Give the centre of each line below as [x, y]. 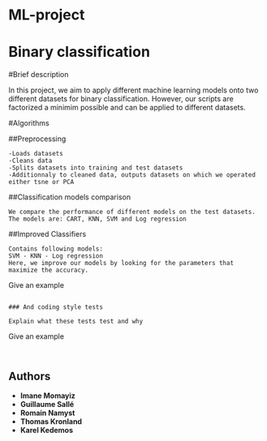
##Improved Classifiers [47, 234]
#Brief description [39, 75]
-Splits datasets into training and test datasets [96, 168]
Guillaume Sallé [47, 404]
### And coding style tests [56, 307]
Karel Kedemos [47, 430]
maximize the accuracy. [49, 270]
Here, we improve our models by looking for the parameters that [121, 263]
